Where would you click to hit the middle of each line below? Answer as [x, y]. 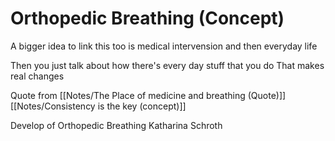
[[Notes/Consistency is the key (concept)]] [98, 106]
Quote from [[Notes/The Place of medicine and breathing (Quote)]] [148, 95]
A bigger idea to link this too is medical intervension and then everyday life [164, 46]
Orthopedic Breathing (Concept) [147, 18]
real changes [37, 76]
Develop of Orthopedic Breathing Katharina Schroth [116, 125]
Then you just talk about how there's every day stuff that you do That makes [167, 65]
